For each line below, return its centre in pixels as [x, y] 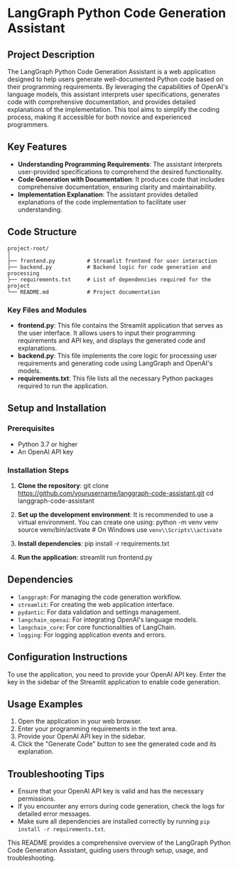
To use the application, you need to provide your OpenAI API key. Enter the [117, 674]
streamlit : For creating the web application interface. [96, 604]
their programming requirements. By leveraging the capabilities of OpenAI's [118, 87]
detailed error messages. [54, 814]
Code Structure [42, 232]
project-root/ [28, 248]
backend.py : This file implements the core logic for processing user [117, 355]
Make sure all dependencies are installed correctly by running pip [114, 821]
